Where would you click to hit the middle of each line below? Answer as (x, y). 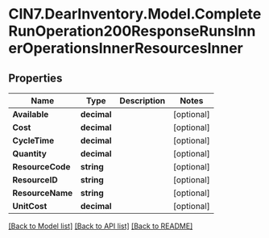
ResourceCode (41, 167)
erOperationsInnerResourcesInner (126, 48)
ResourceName (43, 193)
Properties (35, 78)
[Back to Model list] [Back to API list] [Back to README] (101, 226)
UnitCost (30, 206)
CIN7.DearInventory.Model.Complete (135, 14)
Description (143, 100)
